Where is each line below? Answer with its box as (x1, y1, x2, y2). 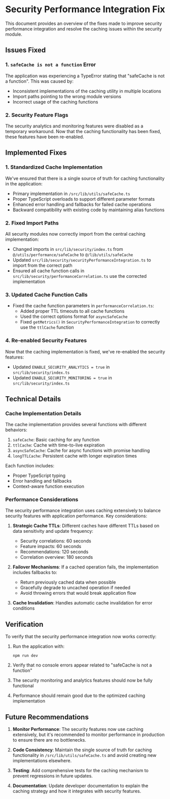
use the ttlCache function (20, 324, 74, 331)
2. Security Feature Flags (5, 111, 69, 118)
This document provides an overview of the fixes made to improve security (5, 20, 162, 26)
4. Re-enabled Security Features (5, 337, 87, 344)
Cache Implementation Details (5, 410, 82, 417)
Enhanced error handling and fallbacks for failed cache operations (12, 201, 151, 207)
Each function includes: (5, 463, 55, 469)
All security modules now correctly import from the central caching (5, 231, 146, 237)
